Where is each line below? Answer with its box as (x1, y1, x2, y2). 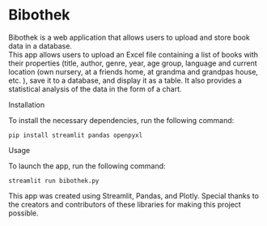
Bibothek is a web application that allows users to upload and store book (8, 32, 251, 42)
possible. (8, 208, 39, 218)
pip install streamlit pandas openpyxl (8, 131, 143, 139)
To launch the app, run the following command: (8, 160, 166, 171)
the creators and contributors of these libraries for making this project (8, 199, 241, 209)
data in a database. (8, 41, 73, 50)
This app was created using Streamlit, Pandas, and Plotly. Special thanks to (8, 190, 259, 200)
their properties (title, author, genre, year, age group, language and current (8, 58, 257, 68)
